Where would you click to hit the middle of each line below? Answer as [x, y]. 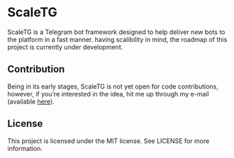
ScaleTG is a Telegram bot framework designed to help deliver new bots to [116, 32]
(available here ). [31, 101]
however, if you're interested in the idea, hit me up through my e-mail [108, 94]
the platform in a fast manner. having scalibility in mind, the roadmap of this [117, 39]
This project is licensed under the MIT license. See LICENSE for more [108, 141]
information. [25, 148]
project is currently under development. [65, 47]
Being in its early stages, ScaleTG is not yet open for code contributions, [113, 86]
